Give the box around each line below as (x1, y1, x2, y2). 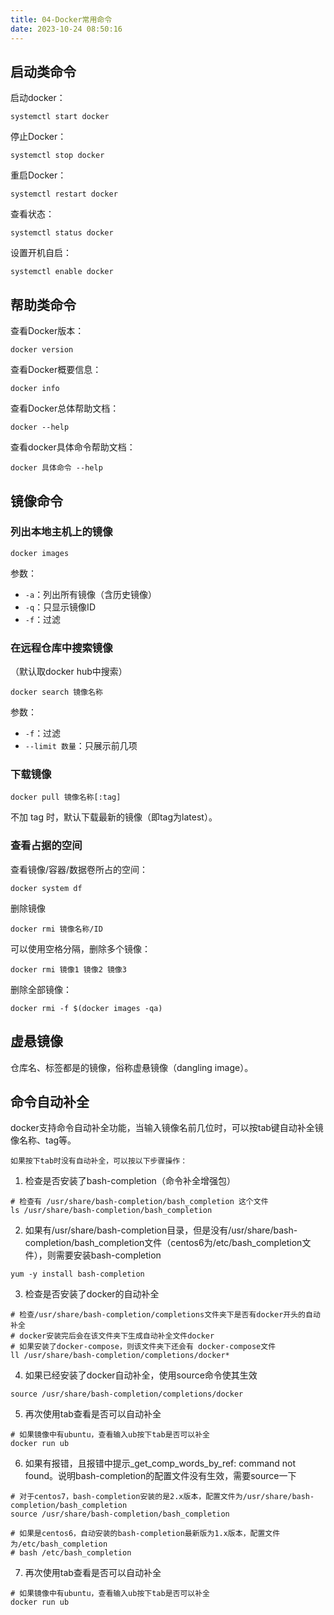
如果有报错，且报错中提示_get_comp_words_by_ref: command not (24, 1457, 297, 1470)
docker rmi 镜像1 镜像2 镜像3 (10, 964, 127, 975)
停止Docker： (10, 131, 67, 143)
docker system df (10, 883, 83, 893)
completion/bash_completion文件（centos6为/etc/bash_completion (24, 1237, 303, 1249)
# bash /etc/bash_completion (10, 1548, 132, 1558)
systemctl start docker (10, 112, 110, 122)
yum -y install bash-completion (10, 1269, 145, 1280)
